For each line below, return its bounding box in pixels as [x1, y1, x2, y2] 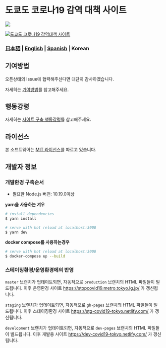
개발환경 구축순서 [5, 178, 44, 185]
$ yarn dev [5, 230, 28, 235]
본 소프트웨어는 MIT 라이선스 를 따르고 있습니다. [5, 147, 97, 153]
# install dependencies [5, 211, 55, 216]
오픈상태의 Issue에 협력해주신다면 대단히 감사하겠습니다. [5, 76, 114, 82]
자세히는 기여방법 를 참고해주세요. [5, 87, 69, 92]
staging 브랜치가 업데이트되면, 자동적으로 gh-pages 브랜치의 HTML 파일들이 [5, 302, 153, 308]
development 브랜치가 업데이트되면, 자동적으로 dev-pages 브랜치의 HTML [5, 325, 147, 331]
